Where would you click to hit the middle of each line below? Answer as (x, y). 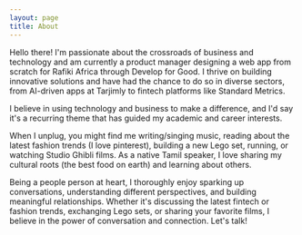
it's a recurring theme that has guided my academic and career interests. (146, 118)
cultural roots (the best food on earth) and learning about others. (131, 164)
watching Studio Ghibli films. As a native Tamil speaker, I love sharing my (146, 154)
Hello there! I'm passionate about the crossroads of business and (131, 52)
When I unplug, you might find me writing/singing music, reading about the (150, 135)
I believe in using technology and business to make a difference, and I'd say (151, 108)
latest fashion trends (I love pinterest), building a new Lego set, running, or (149, 145)
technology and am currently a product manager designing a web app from (150, 62)
